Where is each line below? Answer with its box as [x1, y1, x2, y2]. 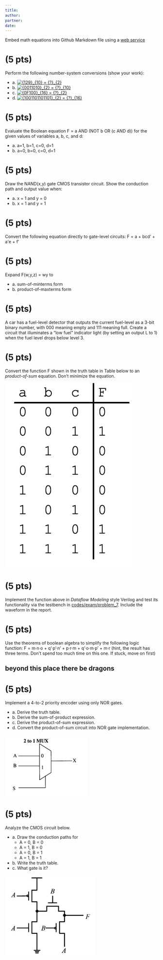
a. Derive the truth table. [12, 709, 61, 715]
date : [5, 23, 16, 28]
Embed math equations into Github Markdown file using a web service [5, 37, 146, 43]
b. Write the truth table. [12, 860, 59, 866]
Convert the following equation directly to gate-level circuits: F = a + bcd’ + [5, 233, 155, 239]
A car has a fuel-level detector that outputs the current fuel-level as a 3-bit [5, 319, 154, 325]
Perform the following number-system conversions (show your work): [5, 70, 145, 76]
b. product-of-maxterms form [12, 286, 72, 292]
